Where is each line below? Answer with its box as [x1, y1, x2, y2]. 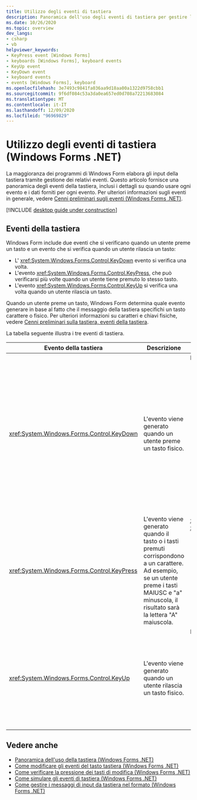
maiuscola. [143, 618, 174, 626]
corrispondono [143, 552, 185, 560]
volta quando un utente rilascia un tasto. [14, 288, 112, 295]
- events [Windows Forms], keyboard [6, 80, 96, 86]
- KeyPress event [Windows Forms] [6, 52, 91, 58]
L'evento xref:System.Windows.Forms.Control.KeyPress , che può [14, 269, 172, 276]
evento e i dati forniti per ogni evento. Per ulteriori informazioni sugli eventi [6, 189, 186, 196]
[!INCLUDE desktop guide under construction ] [6, 207, 117, 214]
